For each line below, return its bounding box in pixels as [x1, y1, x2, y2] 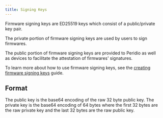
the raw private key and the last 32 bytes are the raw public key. [5, 107, 135, 113]
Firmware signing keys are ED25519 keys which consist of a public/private [5, 21, 156, 26]
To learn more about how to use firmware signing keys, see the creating [5, 65, 151, 71]
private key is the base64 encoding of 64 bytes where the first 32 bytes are [5, 102, 158, 108]
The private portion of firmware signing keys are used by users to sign [5, 35, 147, 41]
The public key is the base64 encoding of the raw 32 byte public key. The [5, 97, 154, 103]
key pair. [5, 25, 23, 32]
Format [5, 84, 28, 93]
